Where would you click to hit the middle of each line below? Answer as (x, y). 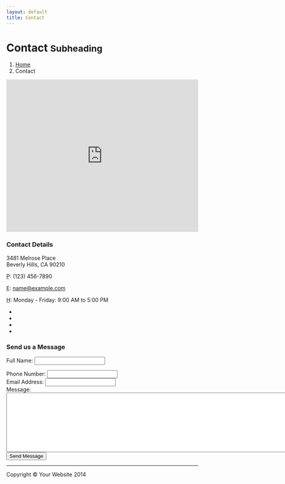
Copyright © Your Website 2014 (46, 475)
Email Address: (25, 382)
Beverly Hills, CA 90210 (36, 264)
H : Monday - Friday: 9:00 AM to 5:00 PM (57, 300)
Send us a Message (36, 347)
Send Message (26, 456)
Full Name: (20, 361)
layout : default (27, 12)
